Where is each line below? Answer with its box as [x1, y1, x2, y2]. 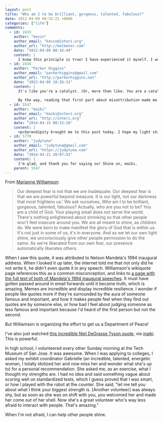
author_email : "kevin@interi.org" [14, 39, 83, 44]
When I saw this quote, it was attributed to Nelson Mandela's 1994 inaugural [5, 255, 157, 261]
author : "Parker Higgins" [14, 66, 66, 71]
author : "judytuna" [14, 138, 53, 144]
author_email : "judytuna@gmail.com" [14, 143, 88, 148]
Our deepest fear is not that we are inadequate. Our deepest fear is [16, 189, 151, 194]
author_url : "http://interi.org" [14, 115, 81, 121]
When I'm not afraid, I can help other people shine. [5, 412, 107, 418]
